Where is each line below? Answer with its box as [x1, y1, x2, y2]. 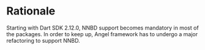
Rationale [6, 4, 56, 18]
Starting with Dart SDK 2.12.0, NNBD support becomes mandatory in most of [6, 24, 199, 31]
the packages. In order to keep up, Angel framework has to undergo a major [6, 30, 198, 37]
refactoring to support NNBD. [6, 37, 81, 44]
